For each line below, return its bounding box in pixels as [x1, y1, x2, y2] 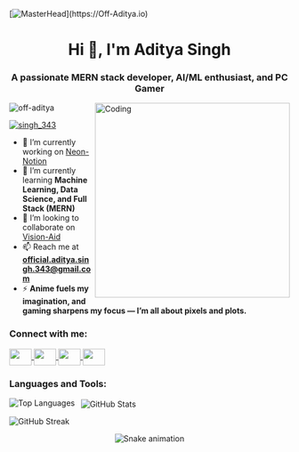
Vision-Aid [21, 231, 61, 242]
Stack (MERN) [21, 203, 76, 214]
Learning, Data [21, 184, 78, 195]
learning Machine [21, 174, 88, 186]
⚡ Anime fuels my [21, 283, 89, 294]
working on [21, 147, 64, 157]
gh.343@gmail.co [21, 263, 92, 275]
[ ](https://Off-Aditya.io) [9, 9, 149, 19]
